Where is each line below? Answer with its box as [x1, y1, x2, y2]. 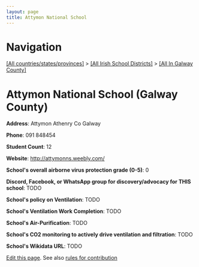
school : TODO [6, 184, 42, 192]
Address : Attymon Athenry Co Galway [6, 120, 101, 127]
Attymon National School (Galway [6, 88, 178, 101]
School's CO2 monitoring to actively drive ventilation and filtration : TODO [6, 231, 193, 238]
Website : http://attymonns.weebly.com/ [6, 155, 105, 162]
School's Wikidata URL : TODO [6, 242, 83, 250]
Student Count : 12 [6, 143, 52, 151]
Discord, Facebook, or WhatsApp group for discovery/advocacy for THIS [6, 178, 191, 185]
